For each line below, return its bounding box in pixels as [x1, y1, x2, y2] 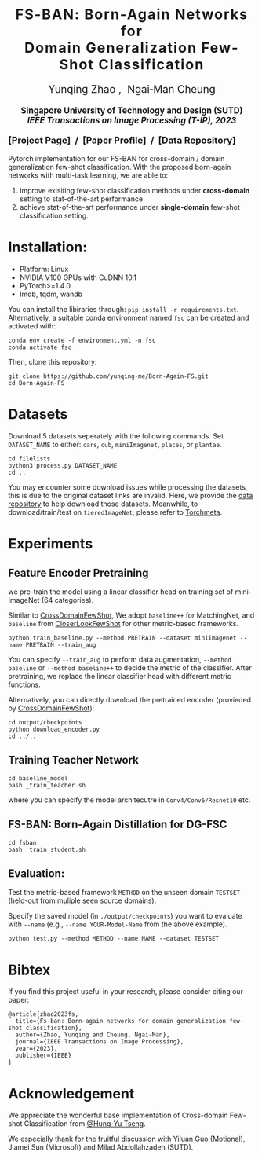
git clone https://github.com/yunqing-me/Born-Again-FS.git [8, 372, 209, 380]
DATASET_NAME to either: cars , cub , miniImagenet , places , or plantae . [8, 440, 222, 449]
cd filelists [8, 455, 51, 463]
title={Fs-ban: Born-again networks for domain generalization [15, 1018, 226, 1025]
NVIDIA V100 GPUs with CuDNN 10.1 [19, 273, 137, 282]
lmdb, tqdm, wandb [19, 289, 83, 299]
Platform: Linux [19, 265, 69, 274]
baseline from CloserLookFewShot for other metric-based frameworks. [8, 619, 239, 628]
